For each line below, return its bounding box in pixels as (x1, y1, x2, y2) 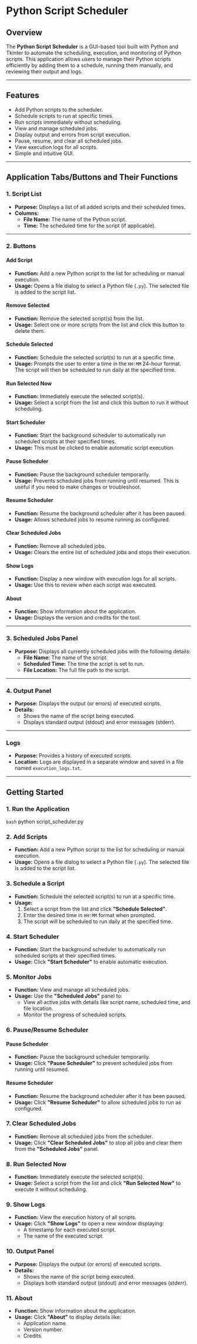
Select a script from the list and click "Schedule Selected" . (23, 905, 167, 912)
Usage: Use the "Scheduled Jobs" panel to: (14, 992, 123, 999)
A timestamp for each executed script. (23, 1226, 116, 1234)
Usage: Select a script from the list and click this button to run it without (14, 399, 189, 406)
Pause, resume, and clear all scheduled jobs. (14, 137, 123, 144)
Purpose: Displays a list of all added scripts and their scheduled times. (14, 203, 186, 210)
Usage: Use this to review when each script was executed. (14, 581, 157, 588)
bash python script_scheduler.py (6, 818, 84, 826)
